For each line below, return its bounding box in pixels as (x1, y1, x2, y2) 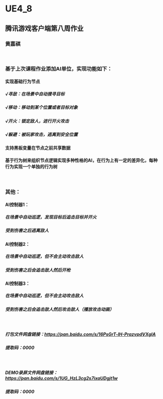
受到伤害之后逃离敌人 (5, 227, 49, 233)
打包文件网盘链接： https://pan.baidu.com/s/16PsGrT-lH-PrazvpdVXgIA (5, 331, 156, 337)
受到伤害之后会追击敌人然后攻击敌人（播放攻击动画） (5, 306, 114, 312)
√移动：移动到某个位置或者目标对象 (5, 104, 78, 110)
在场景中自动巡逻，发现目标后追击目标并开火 (5, 214, 97, 220)
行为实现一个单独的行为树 (5, 164, 58, 170)
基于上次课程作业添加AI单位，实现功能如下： (5, 65, 112, 72)
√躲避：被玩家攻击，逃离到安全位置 (5, 132, 78, 138)
